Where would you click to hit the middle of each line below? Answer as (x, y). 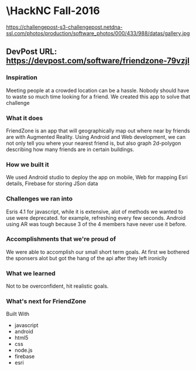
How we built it (28, 164)
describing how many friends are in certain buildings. (70, 149)
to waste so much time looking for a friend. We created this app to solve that (98, 96)
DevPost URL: (32, 52)
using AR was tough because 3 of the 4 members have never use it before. (97, 224)
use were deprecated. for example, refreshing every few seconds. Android (96, 217)
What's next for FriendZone (46, 301)
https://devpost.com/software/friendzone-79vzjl (98, 61)
